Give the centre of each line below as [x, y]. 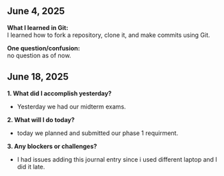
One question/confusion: [43, 48]
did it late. [31, 166]
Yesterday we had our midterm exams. [72, 106]
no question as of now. [39, 55]
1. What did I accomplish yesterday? [59, 93]
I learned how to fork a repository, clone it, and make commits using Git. [109, 35]
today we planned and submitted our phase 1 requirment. [98, 133]
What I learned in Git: [38, 27]
